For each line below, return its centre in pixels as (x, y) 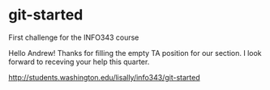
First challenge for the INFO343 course (74, 37)
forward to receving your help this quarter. (79, 62)
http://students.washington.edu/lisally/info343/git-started (104, 77)
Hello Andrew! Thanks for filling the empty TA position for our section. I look (135, 53)
